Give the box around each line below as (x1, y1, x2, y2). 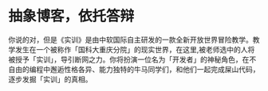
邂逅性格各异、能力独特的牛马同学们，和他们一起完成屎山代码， (49, 64, 260, 74)
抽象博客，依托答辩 (8, 7, 135, 25)
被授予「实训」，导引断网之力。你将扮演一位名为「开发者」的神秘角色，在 (8, 55, 250, 64)
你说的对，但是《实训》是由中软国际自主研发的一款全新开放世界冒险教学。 (8, 35, 253, 44)
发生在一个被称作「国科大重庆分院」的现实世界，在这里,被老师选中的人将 (14, 44, 255, 54)
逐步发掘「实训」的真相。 (8, 74, 93, 84)
